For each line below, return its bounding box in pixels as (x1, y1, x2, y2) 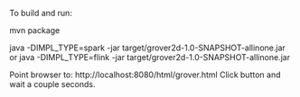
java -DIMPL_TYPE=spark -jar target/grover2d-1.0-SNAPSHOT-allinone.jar (9, 42, 286, 53)
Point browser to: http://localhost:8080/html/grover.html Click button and (9, 69, 281, 80)
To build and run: (9, 8, 72, 18)
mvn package (9, 25, 61, 35)
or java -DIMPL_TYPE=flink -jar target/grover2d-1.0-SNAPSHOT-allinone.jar (9, 52, 291, 62)
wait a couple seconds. (9, 79, 96, 89)
